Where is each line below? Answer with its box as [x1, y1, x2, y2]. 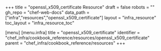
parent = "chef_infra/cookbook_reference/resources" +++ [5, 40, 125, 46]
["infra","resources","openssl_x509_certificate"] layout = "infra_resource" [5, 15, 156, 20]
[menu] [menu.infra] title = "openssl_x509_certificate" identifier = [5, 30, 140, 35]
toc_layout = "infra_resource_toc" [5, 20, 75, 26]
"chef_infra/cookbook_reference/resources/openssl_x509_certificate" [5, 35, 149, 41]
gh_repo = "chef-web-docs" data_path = [5, 9, 90, 15]
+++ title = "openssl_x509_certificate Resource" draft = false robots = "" [5, 4, 154, 10]
